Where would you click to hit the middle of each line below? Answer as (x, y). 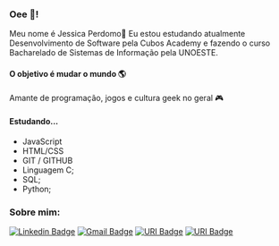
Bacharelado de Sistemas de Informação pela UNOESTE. (114, 53)
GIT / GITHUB (47, 160)
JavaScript (42, 141)
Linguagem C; (48, 170)
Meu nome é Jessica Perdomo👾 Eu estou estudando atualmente (127, 34)
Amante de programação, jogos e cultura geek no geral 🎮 (117, 98)
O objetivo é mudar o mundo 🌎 (68, 73)
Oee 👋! (24, 14)
